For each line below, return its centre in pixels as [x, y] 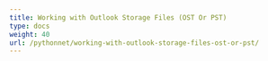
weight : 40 [30, 34]
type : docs [30, 26]
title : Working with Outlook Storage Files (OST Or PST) [118, 17]
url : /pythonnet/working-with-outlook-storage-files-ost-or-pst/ [134, 43]
